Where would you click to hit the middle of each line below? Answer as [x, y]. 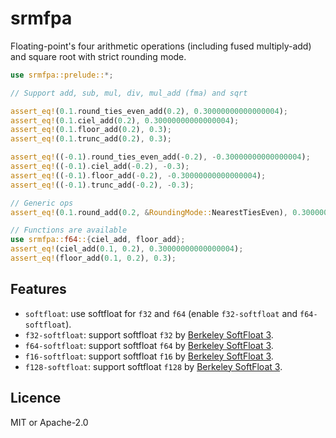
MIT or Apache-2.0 [49, 422]
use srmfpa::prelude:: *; [62, 75]
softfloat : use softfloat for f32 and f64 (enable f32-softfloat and [161, 313]
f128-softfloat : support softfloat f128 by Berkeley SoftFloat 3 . [153, 366]
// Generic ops [42, 203]
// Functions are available [69, 230]
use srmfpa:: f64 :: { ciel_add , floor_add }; [98, 240]
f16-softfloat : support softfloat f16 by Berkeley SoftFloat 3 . [149, 356]
